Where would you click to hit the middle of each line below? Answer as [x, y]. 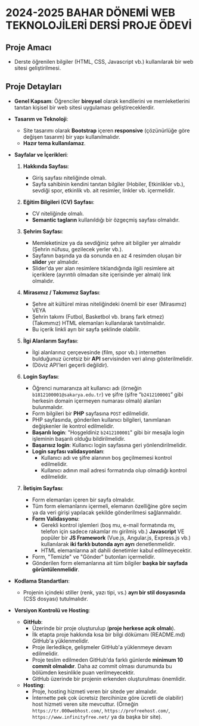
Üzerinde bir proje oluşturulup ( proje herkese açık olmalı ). [104, 628]
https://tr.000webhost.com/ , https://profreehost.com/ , [101, 710]
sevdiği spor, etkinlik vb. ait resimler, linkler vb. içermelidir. [103, 190]
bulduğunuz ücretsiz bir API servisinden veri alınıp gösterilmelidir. [112, 359]
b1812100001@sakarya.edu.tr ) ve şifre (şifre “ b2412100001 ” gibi [108, 394]
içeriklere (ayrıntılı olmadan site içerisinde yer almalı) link [101, 275]
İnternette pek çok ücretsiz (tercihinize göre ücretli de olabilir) [108, 697]
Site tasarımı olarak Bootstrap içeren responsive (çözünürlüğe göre [106, 130]
